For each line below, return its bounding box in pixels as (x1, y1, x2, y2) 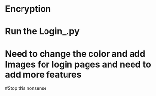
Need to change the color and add (5, 48, 146, 59)
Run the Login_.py (5, 26, 80, 37)
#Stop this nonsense (5, 85, 47, 91)
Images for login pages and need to (5, 59, 152, 70)
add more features (5, 69, 82, 80)
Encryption (5, 3, 51, 15)
